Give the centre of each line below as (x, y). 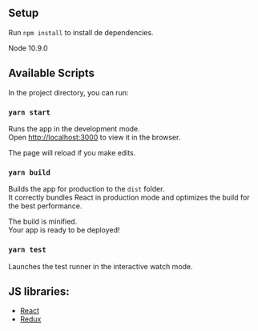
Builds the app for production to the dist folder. (87, 189)
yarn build (29, 172)
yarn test (27, 250)
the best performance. (45, 206)
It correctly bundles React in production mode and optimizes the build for (129, 198)
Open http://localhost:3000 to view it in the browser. (95, 137)
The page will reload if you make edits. (72, 152)
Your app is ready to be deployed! (64, 230)
